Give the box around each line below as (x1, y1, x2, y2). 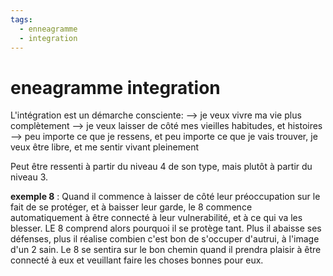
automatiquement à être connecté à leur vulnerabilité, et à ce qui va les (10, 212, 303, 224)
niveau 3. (10, 171, 48, 183)
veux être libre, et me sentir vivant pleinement (10, 141, 199, 153)
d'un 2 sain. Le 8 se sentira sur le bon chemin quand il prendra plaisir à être (10, 244, 322, 256)
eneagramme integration (10, 76, 221, 99)
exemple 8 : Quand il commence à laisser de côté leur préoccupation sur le (10, 191, 321, 203)
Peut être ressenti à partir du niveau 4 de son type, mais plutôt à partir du (10, 161, 313, 173)
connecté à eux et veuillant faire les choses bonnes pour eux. (10, 254, 264, 266)
